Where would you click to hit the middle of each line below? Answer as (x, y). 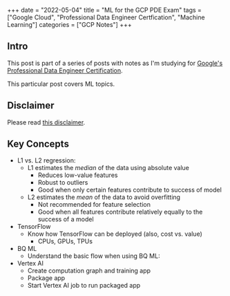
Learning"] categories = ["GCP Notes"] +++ (70, 25)
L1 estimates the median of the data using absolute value (108, 168)
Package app (46, 278)
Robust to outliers (63, 183)
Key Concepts (38, 144)
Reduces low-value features (78, 175)
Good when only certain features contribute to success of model (130, 190)
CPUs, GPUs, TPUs (65, 241)
